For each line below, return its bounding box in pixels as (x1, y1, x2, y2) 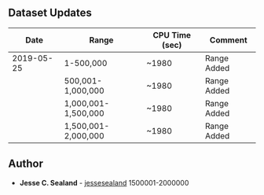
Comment (209, 35, 247, 46)
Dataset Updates (8, 6, 93, 20)
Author (8, 157, 43, 171)
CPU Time (152, 29, 191, 40)
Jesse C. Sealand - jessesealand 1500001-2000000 (19, 178, 189, 187)
